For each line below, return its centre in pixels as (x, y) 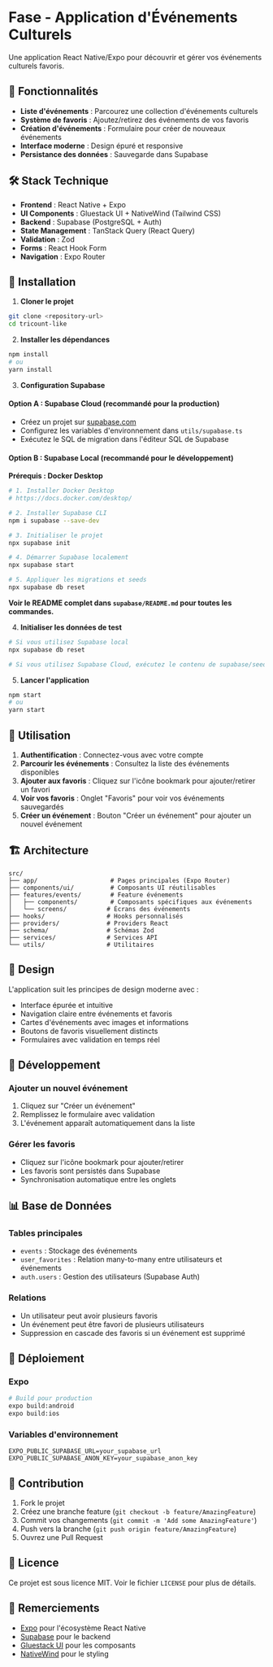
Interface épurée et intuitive (67, 1005)
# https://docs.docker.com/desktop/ (70, 499)
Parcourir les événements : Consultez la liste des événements (125, 763)
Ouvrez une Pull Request (61, 1537)
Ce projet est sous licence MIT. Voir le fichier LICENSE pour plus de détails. (132, 1582)
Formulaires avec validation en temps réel (90, 1039)
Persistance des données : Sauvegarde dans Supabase (114, 154)
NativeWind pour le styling (64, 1654)
